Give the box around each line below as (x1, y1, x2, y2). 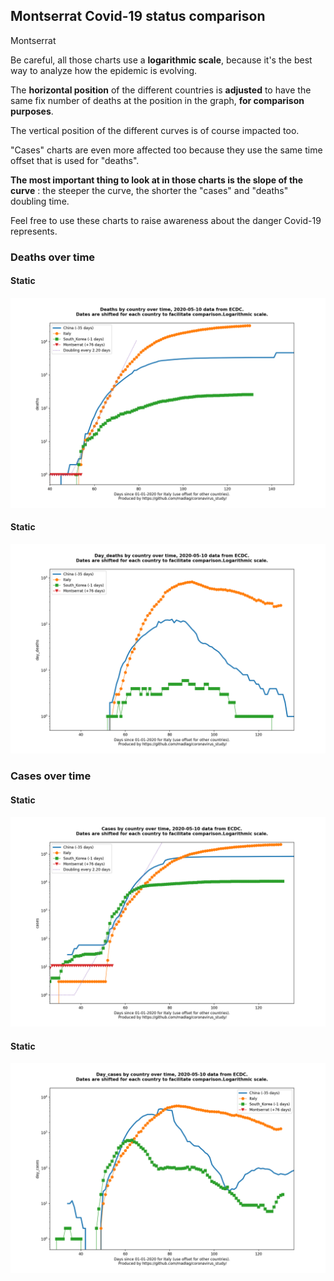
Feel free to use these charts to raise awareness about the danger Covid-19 (10, 214, 322, 226)
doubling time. (10, 195, 70, 207)
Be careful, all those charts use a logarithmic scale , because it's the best (10, 54, 313, 66)
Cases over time (10, 769, 92, 783)
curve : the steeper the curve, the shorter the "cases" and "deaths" (10, 184, 289, 196)
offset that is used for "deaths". (10, 154, 140, 166)
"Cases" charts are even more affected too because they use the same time (10, 144, 323, 156)
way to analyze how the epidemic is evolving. (10, 64, 198, 76)
